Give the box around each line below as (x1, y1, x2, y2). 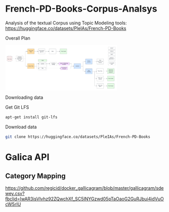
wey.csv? (5, 190, 25, 196)
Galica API (5, 152, 50, 163)
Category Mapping (5, 171, 66, 180)
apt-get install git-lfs (5, 115, 58, 120)
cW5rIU (5, 201, 21, 207)
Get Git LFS (5, 104, 29, 111)
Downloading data (5, 94, 44, 100)
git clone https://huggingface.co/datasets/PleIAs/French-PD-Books (5, 134, 151, 139)
